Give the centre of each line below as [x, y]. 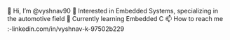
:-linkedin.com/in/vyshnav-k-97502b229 [66, 29]
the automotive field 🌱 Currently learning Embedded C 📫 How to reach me [115, 19]
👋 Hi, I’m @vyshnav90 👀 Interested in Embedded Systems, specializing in [113, 11]
